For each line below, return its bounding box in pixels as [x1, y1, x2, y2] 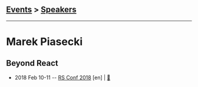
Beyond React [6, 58, 58, 68]
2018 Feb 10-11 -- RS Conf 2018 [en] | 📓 [14, 73, 111, 81]
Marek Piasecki [6, 35, 83, 48]
